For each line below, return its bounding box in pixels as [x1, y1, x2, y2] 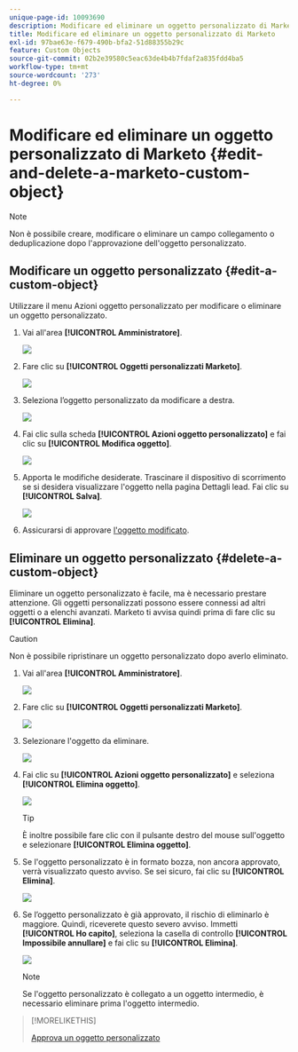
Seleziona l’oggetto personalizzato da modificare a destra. [21, 395, 235, 406]
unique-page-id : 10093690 [9, 12, 105, 22]
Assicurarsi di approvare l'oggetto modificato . [21, 525, 190, 535]
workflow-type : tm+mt [9, 63, 90, 72]
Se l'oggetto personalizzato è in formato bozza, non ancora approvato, [21, 857, 281, 867]
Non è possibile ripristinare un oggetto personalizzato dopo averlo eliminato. [9, 651, 289, 661]
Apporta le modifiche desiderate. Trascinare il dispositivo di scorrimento [21, 472, 286, 483]
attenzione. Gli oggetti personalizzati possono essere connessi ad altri [9, 597, 266, 608]
